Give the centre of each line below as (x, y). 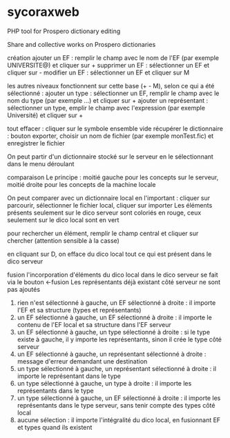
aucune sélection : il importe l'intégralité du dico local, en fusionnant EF (119, 420)
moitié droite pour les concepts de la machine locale (82, 184)
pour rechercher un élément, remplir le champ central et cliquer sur (103, 233)
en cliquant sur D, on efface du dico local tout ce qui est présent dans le (109, 254)
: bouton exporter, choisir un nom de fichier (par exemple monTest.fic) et (111, 136)
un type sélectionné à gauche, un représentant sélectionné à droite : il (116, 368)
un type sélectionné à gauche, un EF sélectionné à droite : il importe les (119, 398)
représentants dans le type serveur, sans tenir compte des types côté (116, 405)
